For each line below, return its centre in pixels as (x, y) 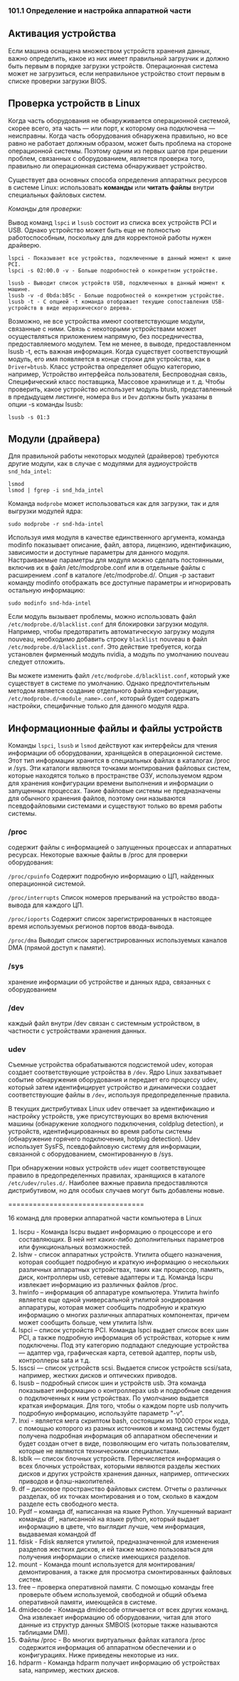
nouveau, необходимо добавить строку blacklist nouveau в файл (108, 640)
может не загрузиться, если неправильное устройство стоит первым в (117, 73)
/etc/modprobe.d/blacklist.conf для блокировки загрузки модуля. (108, 624)
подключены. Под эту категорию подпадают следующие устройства (124, 1345)
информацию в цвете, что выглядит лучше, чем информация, (112, 1527)
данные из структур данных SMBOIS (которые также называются (118, 1625)
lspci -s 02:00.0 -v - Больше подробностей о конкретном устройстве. (113, 270)
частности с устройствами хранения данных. (78, 1031)
